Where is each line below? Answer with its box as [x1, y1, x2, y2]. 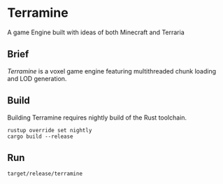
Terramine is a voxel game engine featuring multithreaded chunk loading [7, 66, 217, 75]
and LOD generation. [7, 74, 67, 83]
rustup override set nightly [7, 127, 92, 134]
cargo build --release [7, 133, 73, 140]
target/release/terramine [7, 170, 82, 178]
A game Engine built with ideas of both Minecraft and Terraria [7, 28, 185, 36]
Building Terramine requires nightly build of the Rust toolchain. [7, 113, 187, 122]
